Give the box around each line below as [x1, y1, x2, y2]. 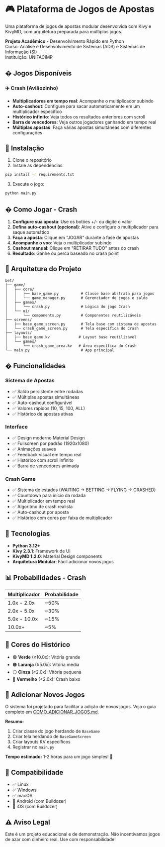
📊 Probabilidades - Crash [5, 574, 86, 582]
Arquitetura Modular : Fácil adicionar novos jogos [12, 558, 114, 564]
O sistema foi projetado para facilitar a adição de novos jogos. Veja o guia [5, 704, 156, 710]
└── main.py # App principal [5, 347, 114, 353]
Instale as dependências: [12, 162, 64, 169]
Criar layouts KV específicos [12, 739, 71, 745]
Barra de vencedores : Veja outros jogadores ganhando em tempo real [12, 119, 157, 125]
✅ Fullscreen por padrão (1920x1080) [12, 440, 89, 446]
